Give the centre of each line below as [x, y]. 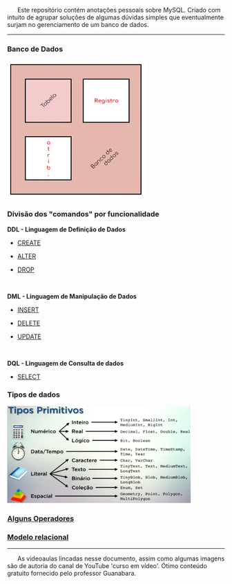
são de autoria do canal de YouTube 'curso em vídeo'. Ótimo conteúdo [107, 566]
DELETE [29, 323]
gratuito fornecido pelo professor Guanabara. [72, 574]
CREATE [29, 243]
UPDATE [29, 336]
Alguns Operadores [41, 518]
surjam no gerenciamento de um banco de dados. [78, 25]
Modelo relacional [38, 537]
